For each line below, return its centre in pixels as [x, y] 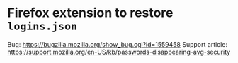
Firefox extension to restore [90, 13]
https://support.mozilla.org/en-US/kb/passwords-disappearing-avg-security [119, 52]
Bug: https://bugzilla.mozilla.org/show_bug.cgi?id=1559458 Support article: [118, 44]
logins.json [42, 26]
